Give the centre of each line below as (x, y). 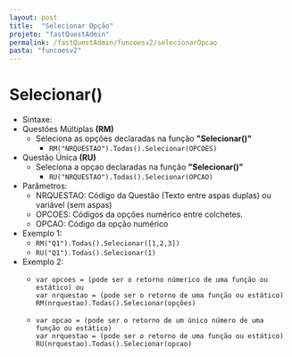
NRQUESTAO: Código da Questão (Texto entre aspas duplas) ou (154, 195)
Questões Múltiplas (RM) (68, 129)
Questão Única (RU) (59, 158)
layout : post (33, 17)
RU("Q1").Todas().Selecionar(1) (96, 253)
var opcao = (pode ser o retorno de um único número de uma (150, 321)
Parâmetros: (45, 186)
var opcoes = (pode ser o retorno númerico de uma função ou (151, 280)
